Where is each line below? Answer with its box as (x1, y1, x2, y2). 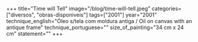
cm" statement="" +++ (6, 30, 63, 37)
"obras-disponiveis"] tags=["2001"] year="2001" (36, 11, 157, 18)
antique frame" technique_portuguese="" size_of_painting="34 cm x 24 (6, 24, 184, 31)
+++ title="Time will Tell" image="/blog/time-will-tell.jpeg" (6, 5, 151, 12)
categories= (151, 5, 182, 12)
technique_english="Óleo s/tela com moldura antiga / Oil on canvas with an (6, 18, 192, 24)
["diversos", (6, 11, 35, 18)
